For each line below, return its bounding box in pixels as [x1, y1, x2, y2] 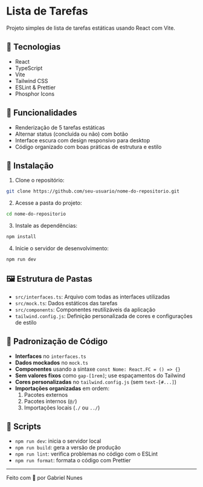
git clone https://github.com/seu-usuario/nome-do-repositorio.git [6, 188, 180, 194]
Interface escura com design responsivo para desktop [14, 136, 150, 144]
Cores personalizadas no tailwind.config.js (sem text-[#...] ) [14, 378, 177, 385]
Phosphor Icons [14, 90, 55, 98]
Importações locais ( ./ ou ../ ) [24, 404, 100, 411]
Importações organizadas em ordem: [14, 385, 110, 392]
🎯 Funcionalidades [6, 108, 77, 118]
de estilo [14, 319, 37, 326]
